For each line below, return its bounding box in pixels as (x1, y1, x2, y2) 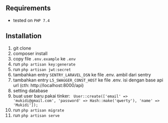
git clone (13, 45, 32, 51)
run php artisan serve (13, 112, 60, 118)
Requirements (6, 4, 51, 12)
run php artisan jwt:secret (13, 66, 71, 72)
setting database (13, 87, 48, 93)
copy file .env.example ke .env (13, 55, 76, 61)
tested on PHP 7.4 (13, 17, 50, 23)
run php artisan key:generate (13, 61, 76, 67)
